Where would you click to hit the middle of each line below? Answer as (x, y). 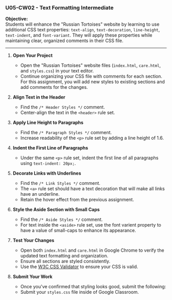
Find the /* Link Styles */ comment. (60, 183)
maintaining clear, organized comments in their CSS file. (64, 41)
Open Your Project (33, 55)
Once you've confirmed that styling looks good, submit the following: (93, 287)
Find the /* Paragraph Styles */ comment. (66, 133)
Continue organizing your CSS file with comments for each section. (91, 77)
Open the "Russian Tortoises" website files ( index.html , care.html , (91, 65)
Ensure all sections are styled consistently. (65, 261)
